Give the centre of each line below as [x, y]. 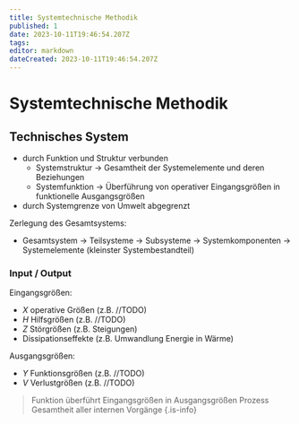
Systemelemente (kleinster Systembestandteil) [108, 250]
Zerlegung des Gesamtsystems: [68, 223]
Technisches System [69, 137]
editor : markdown [42, 51]
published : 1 [34, 26]
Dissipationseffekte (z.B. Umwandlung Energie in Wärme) [128, 339]
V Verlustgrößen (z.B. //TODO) [78, 383]
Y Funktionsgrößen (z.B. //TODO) [83, 374]
